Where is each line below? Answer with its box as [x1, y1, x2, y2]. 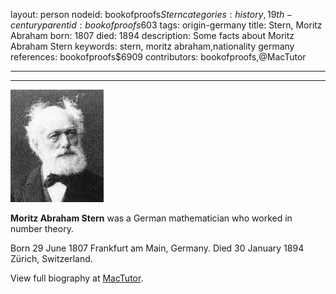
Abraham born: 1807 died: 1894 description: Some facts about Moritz [10, 30, 295, 41]
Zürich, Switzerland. [10, 253, 93, 264]
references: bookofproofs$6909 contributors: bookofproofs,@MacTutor [10, 51, 307, 63]
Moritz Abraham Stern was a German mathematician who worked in [10, 212, 293, 224]
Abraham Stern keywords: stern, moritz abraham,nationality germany [10, 40, 295, 52]
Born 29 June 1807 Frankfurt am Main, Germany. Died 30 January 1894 [10, 242, 305, 254]
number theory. [10, 223, 74, 234]
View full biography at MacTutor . [10, 272, 144, 284]
